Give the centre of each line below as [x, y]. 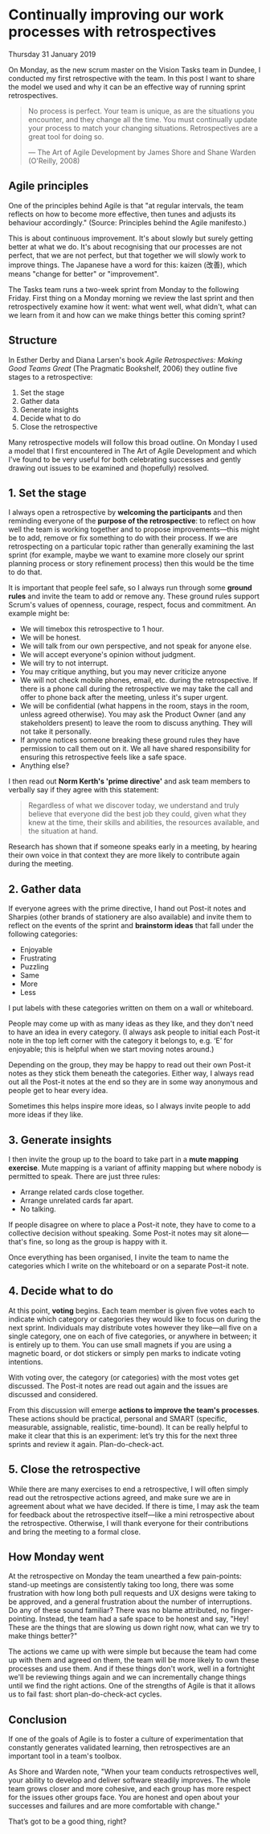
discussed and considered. [53, 1394]
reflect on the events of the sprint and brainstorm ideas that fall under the [131, 926]
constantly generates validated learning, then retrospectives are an [119, 1748]
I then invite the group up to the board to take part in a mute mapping [123, 1159]
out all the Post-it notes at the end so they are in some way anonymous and [133, 1082]
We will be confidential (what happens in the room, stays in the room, [135, 706]
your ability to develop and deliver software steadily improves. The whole [129, 1780]
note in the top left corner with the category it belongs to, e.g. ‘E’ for [121, 1041]
